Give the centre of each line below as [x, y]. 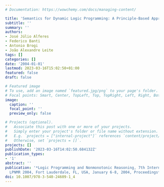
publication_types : [25, 154]
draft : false [18, 78]
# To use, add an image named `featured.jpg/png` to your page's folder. [82, 91]
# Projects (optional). [29, 123]
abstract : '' [18, 163]
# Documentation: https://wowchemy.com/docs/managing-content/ [71, 10]
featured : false [21, 73]
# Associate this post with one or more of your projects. [69, 127]
